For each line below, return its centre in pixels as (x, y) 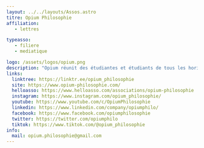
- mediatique (31, 51)
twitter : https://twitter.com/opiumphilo (65, 119)
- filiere (27, 46)
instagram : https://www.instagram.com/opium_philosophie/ (87, 96)
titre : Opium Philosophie (39, 18)
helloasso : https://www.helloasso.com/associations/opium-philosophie (103, 91)
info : (13, 130)
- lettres (27, 29)
